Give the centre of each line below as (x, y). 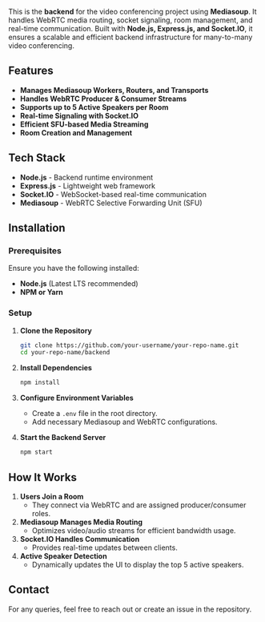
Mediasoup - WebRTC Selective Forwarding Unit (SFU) (111, 203)
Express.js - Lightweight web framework (88, 186)
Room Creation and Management (76, 132)
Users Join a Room (52, 496)
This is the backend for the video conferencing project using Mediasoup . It (133, 12)
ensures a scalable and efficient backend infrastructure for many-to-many (130, 37)
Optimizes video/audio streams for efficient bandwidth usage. (134, 530)
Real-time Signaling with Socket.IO (79, 115)
